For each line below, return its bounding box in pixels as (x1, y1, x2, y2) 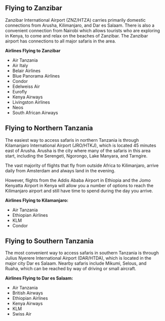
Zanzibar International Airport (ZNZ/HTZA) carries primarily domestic (5, 17, 146, 23)
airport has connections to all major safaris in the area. (5, 38, 116, 44)
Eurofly (12, 88, 27, 94)
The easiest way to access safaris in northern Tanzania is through (5, 137, 139, 143)
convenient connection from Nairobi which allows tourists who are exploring (5, 27, 160, 34)
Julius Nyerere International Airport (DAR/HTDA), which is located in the (5, 255, 152, 261)
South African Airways (12, 110, 58, 116)
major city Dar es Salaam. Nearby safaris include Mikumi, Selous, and (5, 260, 147, 266)
